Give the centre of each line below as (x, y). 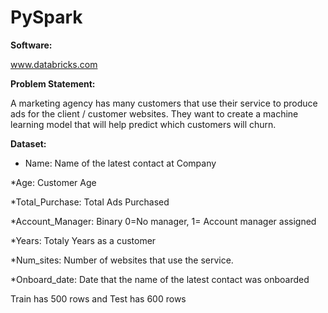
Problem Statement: (53, 83)
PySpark (46, 17)
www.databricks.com (54, 64)
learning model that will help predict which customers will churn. (143, 124)
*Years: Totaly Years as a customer (83, 240)
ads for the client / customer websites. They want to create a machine (154, 113)
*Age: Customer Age (53, 182)
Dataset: (28, 143)
